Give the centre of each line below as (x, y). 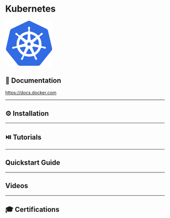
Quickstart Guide (33, 163)
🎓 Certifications (32, 209)
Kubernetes (31, 9)
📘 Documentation (33, 80)
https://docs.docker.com (31, 93)
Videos (17, 186)
